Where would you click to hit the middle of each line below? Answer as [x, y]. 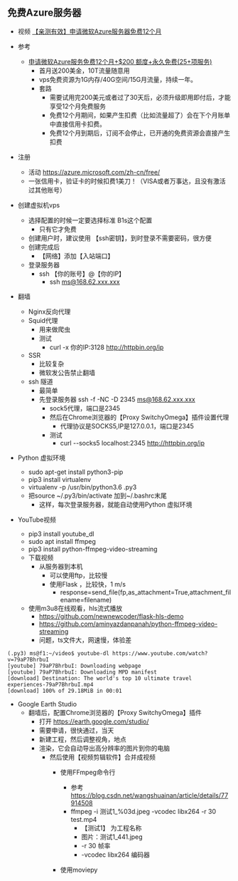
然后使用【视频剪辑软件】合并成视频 [103, 757]
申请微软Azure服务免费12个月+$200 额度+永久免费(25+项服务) [120, 61]
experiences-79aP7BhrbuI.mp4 [50, 684]
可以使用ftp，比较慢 [79, 575]
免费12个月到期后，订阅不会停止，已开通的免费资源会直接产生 [140, 133]
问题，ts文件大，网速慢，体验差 [85, 639]
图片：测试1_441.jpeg [112, 837]
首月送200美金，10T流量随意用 [84, 71]
